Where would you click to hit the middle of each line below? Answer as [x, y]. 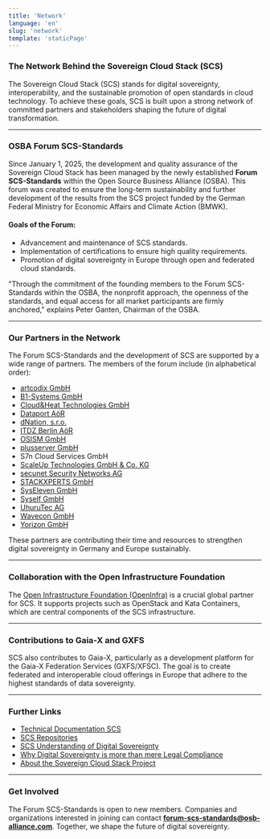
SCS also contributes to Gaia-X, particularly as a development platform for [131, 657]
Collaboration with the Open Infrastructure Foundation [117, 577]
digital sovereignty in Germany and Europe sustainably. [100, 549]
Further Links [35, 711]
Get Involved [34, 792]
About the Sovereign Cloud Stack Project [88, 763]
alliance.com [31, 826]
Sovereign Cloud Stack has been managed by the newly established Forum [133, 172]
